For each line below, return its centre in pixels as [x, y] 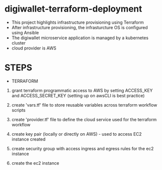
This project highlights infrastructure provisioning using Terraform [78, 22]
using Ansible [25, 32]
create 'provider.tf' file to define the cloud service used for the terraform [84, 119]
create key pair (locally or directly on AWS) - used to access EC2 [77, 134]
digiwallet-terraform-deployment [73, 9]
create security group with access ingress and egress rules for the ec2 [82, 148]
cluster [18, 43]
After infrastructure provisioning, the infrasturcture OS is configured [80, 27]
